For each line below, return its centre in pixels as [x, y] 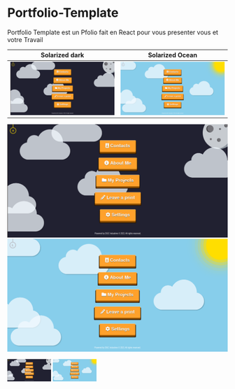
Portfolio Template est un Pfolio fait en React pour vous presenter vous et [113, 32]
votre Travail [25, 39]
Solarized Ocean [173, 55]
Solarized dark [63, 55]
